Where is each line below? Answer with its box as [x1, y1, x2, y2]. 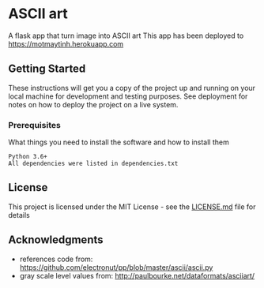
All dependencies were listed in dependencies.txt [8, 159, 179, 168]
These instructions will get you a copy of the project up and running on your [8, 83, 255, 92]
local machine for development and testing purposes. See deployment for [8, 92, 248, 101]
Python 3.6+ [8, 153, 47, 161]
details [8, 210, 30, 219]
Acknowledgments [8, 234, 104, 247]
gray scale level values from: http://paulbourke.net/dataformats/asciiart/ [19, 271, 255, 280]
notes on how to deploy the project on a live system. [8, 99, 179, 109]
